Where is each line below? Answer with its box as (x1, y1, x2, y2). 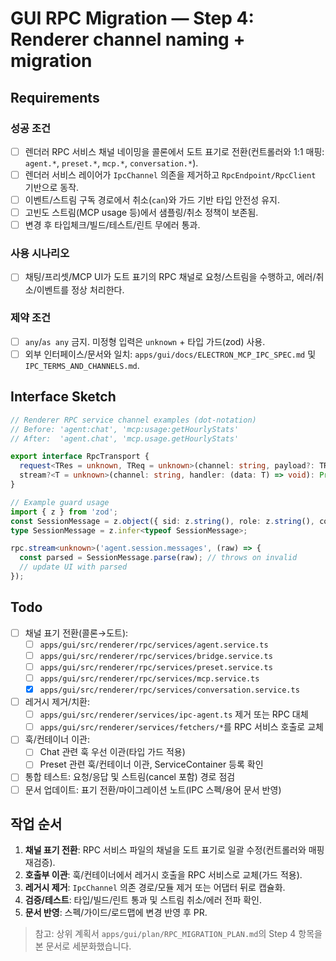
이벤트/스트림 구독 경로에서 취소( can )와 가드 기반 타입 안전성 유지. (24, 194, 280, 206)
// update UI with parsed (19, 562, 128, 572)
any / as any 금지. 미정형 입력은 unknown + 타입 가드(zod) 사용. (24, 335, 266, 347)
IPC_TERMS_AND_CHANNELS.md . (24, 359, 140, 371)
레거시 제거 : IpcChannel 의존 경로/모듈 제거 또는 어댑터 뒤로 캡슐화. (24, 882, 286, 894)
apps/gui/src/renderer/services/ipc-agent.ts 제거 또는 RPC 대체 (39, 708, 309, 721)
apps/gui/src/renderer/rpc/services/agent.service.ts (39, 640, 269, 650)
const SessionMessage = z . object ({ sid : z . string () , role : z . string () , (10, 516, 315, 526)
